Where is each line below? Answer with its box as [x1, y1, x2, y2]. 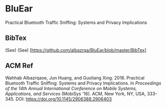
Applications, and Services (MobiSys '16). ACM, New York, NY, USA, [5, 91, 146, 97]
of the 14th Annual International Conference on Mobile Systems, [5, 85, 137, 91]
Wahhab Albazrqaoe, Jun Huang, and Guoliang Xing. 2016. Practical [5, 75, 145, 81]
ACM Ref [5, 62, 33, 70]
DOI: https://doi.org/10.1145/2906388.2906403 [15, 96, 112, 102]
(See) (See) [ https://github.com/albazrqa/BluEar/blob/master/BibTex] [5, 47, 147, 53]
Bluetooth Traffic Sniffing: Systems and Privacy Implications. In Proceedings [5, 80, 162, 86]
